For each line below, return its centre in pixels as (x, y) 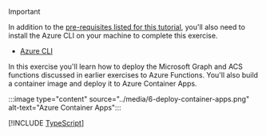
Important (24, 12)
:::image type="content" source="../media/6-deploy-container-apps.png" (129, 99)
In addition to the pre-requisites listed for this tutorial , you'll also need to (127, 27)
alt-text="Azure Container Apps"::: (65, 108)
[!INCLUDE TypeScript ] (46, 123)
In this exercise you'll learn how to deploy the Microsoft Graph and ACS (126, 66)
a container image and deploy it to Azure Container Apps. (103, 84)
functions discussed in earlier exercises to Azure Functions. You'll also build (133, 75)
